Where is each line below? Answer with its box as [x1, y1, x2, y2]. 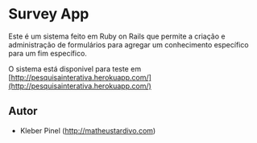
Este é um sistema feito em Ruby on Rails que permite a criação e [8, 31, 226, 41]
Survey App [8, 5, 89, 23]
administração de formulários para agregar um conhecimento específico [8, 39, 249, 49]
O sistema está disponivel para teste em [8, 63, 142, 73]
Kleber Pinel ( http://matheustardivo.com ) [19, 125, 156, 135]
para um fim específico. [8, 48, 87, 58]
